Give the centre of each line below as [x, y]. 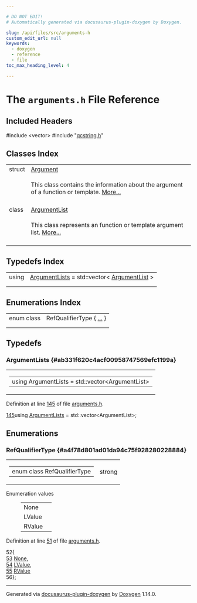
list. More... [46, 232]
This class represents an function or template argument [107, 225]
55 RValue [18, 571]
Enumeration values [30, 494]
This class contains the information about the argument [107, 185]
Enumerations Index [43, 302]
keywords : [18, 44]
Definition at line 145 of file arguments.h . [55, 404]
